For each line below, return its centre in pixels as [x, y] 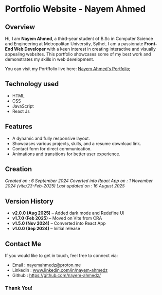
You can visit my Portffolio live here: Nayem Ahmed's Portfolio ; [68, 69]
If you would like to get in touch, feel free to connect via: [62, 256]
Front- [151, 44]
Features [19, 127]
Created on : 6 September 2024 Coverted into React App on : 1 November [79, 181]
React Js [21, 111]
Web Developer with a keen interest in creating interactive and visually [85, 49]
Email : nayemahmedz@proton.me [46, 265]
